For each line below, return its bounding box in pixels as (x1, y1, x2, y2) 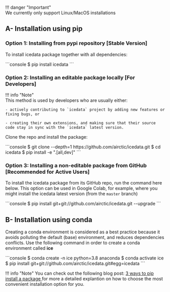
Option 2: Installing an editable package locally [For (5, 74, 135, 81)
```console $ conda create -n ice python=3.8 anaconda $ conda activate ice (5, 255, 164, 261)
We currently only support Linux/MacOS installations (5, 10, 116, 16)
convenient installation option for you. (5, 281, 84, 287)
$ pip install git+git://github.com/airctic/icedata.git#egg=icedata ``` (5, 260, 146, 267)
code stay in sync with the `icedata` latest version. (5, 125, 124, 130)
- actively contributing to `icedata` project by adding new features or (5, 107, 165, 112)
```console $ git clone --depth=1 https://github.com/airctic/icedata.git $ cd (5, 144, 161, 150)
